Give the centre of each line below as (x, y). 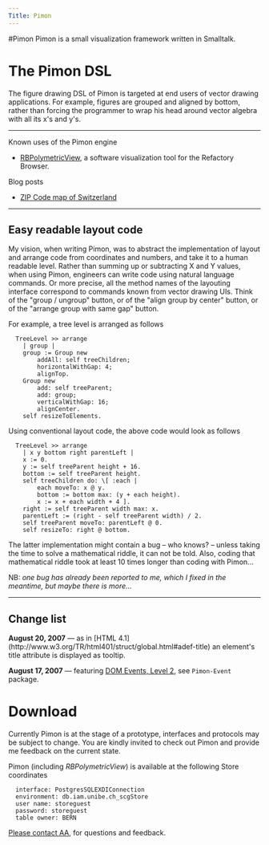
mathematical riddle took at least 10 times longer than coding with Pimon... (131, 562)
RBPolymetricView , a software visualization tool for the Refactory (127, 157)
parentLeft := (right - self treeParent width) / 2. (112, 516)
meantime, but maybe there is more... (70, 586)
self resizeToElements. (62, 416)
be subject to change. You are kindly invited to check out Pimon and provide (134, 742)
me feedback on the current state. (65, 751)
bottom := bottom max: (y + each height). (109, 495)
